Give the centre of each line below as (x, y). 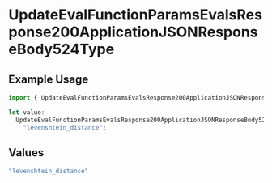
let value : (27, 112)
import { (23, 98)
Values (26, 153)
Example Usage (49, 79)
